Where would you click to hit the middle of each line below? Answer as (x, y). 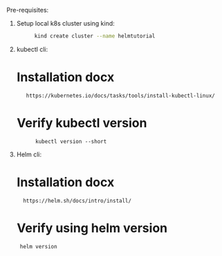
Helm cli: (29, 154)
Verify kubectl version (82, 123)
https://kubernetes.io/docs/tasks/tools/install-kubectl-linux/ (120, 95)
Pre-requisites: (28, 10)
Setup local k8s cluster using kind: (65, 23)
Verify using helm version (92, 228)
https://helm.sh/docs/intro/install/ (77, 201)
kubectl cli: (32, 49)
